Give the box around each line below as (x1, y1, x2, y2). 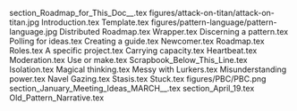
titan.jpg (9, 17, 40, 28)
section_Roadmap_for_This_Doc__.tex (9, 8, 148, 18)
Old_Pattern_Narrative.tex (9, 92, 105, 103)
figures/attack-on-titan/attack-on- (148, 8, 275, 18)
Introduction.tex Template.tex (41, 17, 149, 28)
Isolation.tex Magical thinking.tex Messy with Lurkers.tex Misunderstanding (9, 64, 287, 75)
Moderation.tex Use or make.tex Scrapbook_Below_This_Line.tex (9, 55, 248, 65)
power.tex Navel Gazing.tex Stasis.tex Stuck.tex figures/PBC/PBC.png (9, 74, 267, 83)
